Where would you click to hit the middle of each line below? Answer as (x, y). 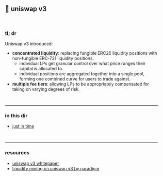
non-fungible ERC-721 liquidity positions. (53, 58)
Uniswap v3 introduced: (29, 44)
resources (17, 153)
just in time (23, 126)
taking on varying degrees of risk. (46, 89)
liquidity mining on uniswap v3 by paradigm (56, 168)
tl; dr (11, 33)
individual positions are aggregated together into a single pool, (82, 74)
